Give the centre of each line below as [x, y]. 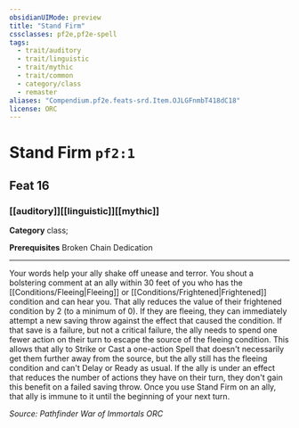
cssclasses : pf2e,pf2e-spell [63, 34]
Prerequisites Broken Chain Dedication [81, 248]
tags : [19, 42]
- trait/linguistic [53, 59]
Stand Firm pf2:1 [73, 153]
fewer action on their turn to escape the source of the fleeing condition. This [149, 340]
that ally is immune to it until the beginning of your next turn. [120, 397]
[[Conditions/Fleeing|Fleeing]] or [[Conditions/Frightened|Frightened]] [138, 292]
